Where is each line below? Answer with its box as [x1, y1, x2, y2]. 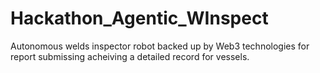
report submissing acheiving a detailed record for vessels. [10, 50, 250, 62]
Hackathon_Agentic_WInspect [10, 7, 269, 30]
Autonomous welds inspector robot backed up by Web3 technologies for [10, 40, 310, 52]
